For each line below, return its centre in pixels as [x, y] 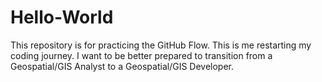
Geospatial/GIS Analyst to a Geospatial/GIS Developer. [122, 66]
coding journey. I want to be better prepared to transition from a [141, 55]
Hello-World [62, 17]
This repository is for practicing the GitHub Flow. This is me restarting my [161, 45]
